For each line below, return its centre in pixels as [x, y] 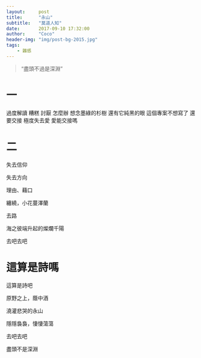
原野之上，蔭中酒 [27, 298]
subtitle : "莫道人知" [34, 23]
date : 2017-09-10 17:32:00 [48, 28]
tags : [13, 46]
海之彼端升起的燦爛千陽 [35, 228]
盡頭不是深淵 [22, 349]
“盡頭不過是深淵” [42, 68]
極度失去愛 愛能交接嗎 [50, 120]
